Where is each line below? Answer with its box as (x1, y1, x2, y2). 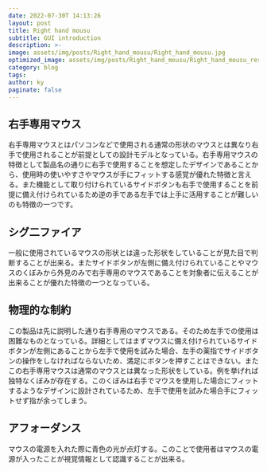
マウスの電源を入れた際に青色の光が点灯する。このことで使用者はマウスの (8, 444, 252, 453)
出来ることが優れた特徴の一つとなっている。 (8, 278, 154, 287)
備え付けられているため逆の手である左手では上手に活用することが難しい (21, 190, 259, 199)
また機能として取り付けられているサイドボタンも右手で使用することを (21, 180, 252, 190)
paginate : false (8, 85, 62, 94)
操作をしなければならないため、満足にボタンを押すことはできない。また (21, 355, 259, 365)
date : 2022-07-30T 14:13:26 (8, 11, 102, 20)
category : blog (8, 64, 59, 72)
